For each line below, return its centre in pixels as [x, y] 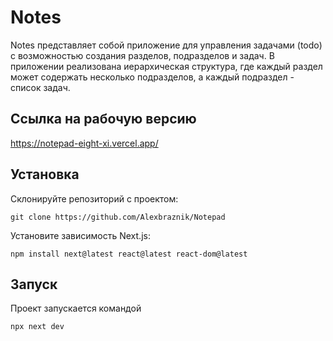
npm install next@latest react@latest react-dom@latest [129, 254]
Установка [45, 174]
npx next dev [37, 327]
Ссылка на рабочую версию [103, 119]
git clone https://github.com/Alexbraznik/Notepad [118, 217]
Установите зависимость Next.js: [80, 235]
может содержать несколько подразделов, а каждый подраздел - [152, 77]
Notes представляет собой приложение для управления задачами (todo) [166, 45]
